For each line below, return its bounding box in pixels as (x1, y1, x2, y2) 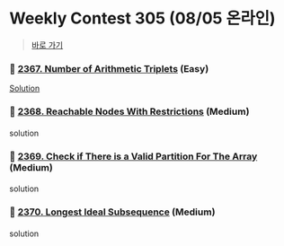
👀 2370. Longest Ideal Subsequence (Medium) (9, 206, 216, 218)
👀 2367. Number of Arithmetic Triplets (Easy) (9, 62, 209, 75)
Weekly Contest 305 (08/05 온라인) (9, 8, 276, 29)
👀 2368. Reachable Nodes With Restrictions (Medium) (9, 105, 250, 118)
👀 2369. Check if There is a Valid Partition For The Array (9, 150, 258, 163)
